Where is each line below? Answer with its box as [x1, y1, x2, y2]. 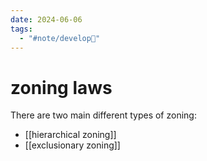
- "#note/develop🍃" [19, 33, 101, 43]
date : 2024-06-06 [10, 14, 83, 25]
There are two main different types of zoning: [10, 109, 197, 121]
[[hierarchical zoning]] [24, 129, 117, 141]
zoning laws [10, 76, 113, 99]
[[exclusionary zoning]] [24, 139, 121, 151]
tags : [10, 24, 33, 34]
